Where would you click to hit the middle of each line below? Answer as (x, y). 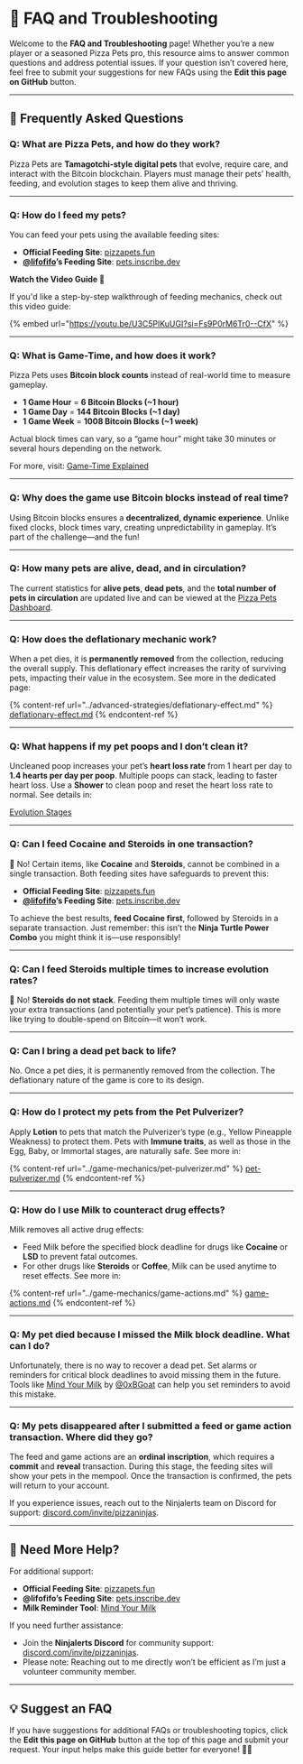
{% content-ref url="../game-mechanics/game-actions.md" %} (126, 1293)
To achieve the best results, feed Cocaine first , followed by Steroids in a (144, 918)
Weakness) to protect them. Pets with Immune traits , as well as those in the (150, 1141)
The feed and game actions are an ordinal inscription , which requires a (142, 1457)
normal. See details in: (50, 795)
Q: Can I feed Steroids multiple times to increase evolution (139, 969)
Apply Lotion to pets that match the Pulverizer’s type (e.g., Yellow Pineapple (151, 1131)
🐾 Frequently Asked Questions (96, 119)
